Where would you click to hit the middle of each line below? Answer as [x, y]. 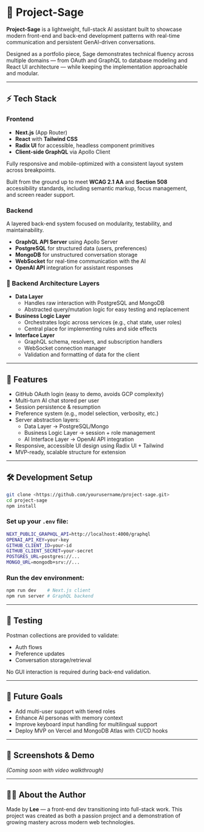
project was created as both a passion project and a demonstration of [93, 816]
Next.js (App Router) [41, 132]
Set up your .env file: [37, 522]
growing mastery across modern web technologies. [71, 822]
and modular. [23, 73]
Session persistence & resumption [58, 407]
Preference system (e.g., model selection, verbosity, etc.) [87, 414]
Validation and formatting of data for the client [82, 355]
